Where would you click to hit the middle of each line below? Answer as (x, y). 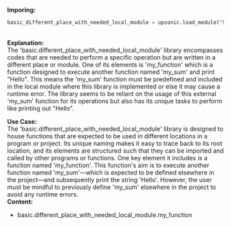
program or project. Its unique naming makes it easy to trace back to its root (115, 143)
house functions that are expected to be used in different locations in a (107, 136)
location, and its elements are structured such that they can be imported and (115, 151)
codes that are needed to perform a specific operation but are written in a (111, 57)
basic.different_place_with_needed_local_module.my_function (104, 214)
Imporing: (21, 10)
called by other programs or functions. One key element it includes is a (107, 158)
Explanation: (26, 42)
